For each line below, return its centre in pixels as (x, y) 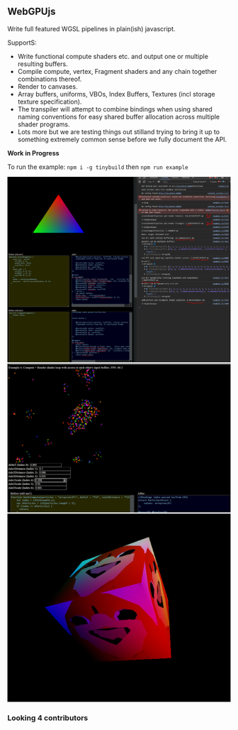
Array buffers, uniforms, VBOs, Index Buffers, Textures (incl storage (116, 94)
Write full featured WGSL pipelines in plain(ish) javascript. (91, 28)
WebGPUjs (32, 12)
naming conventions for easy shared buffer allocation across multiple (119, 116)
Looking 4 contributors (48, 718)
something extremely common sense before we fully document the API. (122, 139)
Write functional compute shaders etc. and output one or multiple (113, 56)
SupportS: (22, 43)
